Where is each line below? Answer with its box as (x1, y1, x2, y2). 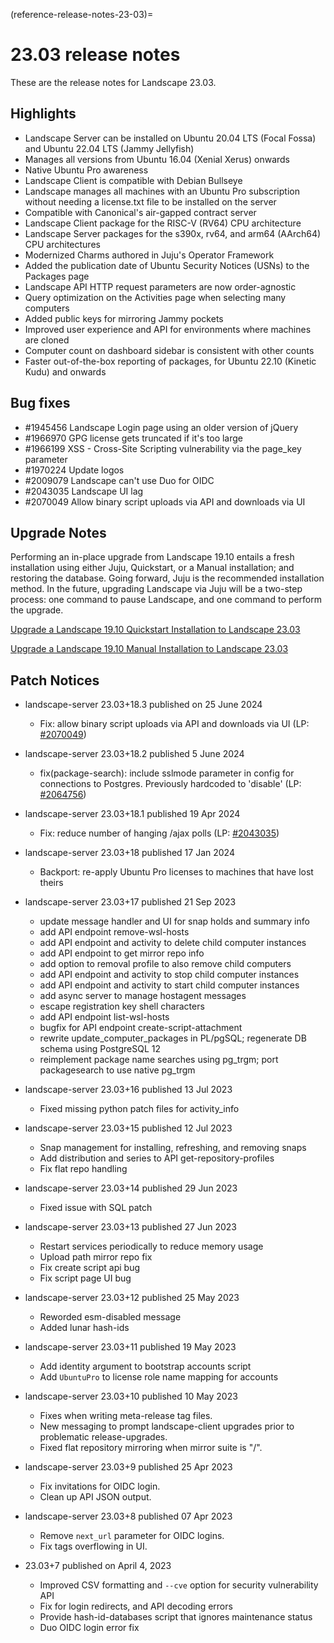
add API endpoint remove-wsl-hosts (39, 926, 190, 938)
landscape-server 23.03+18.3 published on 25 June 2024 (24, 699, 263, 711)
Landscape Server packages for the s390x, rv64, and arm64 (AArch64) (24, 227, 322, 239)
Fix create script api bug (39, 1262, 141, 1274)
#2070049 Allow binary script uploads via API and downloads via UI (24, 495, 306, 508)
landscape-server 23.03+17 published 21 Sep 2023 (24, 896, 237, 908)
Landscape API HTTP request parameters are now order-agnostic (24, 280, 297, 293)
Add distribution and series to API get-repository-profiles (39, 1152, 275, 1164)
